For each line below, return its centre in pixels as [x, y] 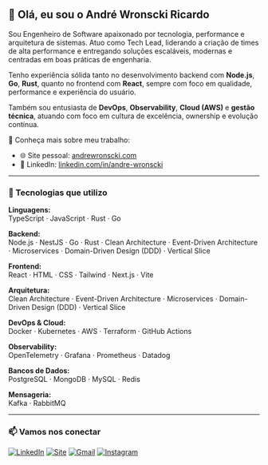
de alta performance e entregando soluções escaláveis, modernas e [120, 51]
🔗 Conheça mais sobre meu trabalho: [69, 140]
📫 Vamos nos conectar [55, 432]
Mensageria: [30, 395]
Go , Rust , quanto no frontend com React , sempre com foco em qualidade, [130, 83]
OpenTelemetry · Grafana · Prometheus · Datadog [89, 356]
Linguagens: [30, 210]
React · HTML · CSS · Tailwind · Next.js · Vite [81, 275]
